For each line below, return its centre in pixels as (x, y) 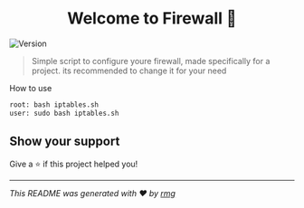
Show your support (65, 142)
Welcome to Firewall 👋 (152, 19)
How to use (31, 88)
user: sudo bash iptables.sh (64, 113)
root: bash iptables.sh (54, 104)
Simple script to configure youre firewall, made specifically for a (151, 61)
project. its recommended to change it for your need (129, 71)
